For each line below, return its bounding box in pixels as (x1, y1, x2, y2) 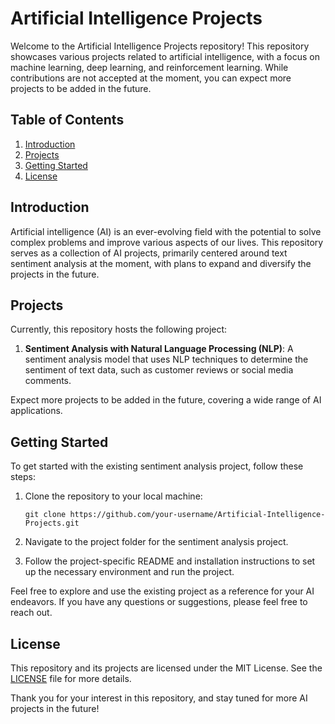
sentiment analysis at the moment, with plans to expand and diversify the (10, 257, 312, 269)
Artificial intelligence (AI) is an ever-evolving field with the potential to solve (10, 225, 322, 237)
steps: (10, 471, 36, 483)
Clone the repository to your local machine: (24, 490, 203, 502)
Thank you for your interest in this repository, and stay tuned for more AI (10, 692, 308, 704)
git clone (24, 510, 67, 520)
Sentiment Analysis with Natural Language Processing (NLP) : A (24, 343, 294, 355)
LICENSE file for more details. (10, 673, 132, 684)
